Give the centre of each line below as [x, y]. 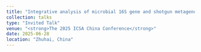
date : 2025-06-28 [28, 34]
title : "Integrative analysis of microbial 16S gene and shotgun [89, 12]
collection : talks [29, 17]
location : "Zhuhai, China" [40, 39]
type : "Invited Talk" [33, 23]
